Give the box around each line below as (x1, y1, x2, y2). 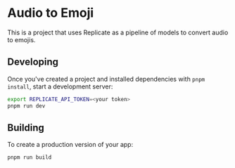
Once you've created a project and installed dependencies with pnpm (7, 75, 205, 83)
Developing (7, 56, 58, 68)
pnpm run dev (7, 102, 46, 110)
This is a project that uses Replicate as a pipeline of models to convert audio (7, 28, 229, 37)
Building (7, 122, 44, 134)
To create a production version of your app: (7, 141, 134, 149)
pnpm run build (7, 154, 52, 161)
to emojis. (7, 35, 36, 44)
